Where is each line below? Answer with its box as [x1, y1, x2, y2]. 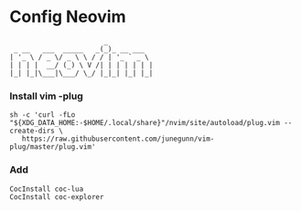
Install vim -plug [9, 90, 84, 102]
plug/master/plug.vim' [9, 142, 96, 152]
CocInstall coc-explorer [9, 192, 104, 202]
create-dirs [9, 126, 55, 136]
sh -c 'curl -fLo [9, 111, 76, 120]
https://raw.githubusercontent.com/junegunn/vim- [21, 134, 215, 143]
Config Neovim [9, 6, 126, 27]
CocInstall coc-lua [9, 185, 84, 194]
